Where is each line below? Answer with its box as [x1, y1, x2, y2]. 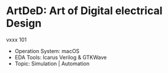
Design [6, 16, 42, 30]
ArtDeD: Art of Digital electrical [6, 4, 163, 18]
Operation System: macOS [14, 47, 80, 54]
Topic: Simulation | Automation [14, 60, 90, 67]
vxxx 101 [6, 36, 27, 43]
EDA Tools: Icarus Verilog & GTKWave [14, 54, 107, 61]
